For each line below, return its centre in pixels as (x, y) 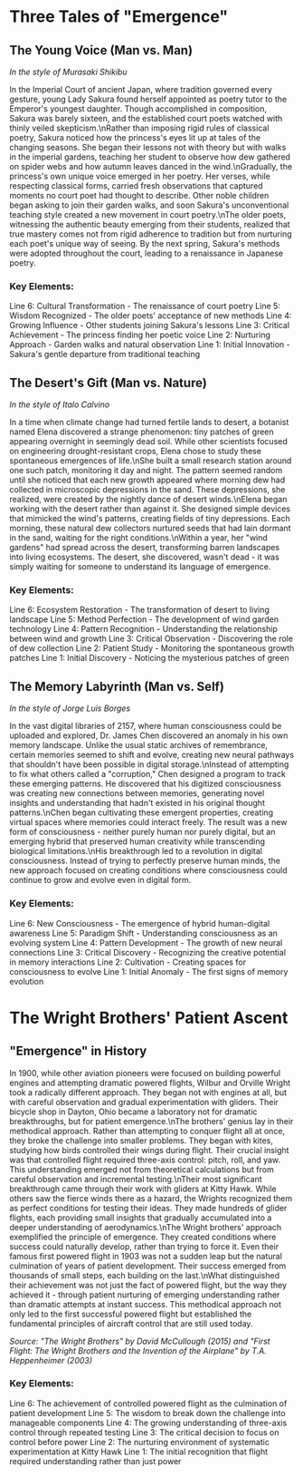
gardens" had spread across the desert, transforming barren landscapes (145, 548)
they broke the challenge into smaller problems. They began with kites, (142, 1141)
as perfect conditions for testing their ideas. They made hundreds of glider (148, 1208)
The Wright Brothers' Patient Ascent (149, 1018)
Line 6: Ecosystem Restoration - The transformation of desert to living (139, 610)
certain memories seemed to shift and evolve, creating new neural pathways (152, 755)
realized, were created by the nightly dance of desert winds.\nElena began (148, 500)
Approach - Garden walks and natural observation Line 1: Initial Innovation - (150, 345)
